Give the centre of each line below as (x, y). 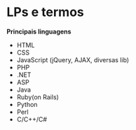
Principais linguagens (39, 31)
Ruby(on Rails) (38, 97)
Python (27, 104)
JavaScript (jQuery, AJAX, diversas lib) (73, 59)
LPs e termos (46, 12)
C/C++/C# (32, 119)
